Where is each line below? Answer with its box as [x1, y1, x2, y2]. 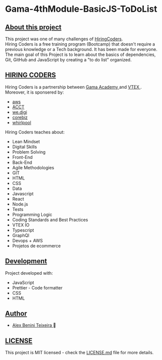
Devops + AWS [12, 237, 43, 243]
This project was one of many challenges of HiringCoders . [5, 36, 123, 42]
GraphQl [12, 232, 29, 238]
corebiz [12, 114, 28, 120]
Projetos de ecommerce [12, 243, 61, 249]
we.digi [12, 109, 27, 115]
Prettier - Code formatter [12, 284, 63, 290]
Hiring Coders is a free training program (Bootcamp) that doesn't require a [5, 41, 156, 47]
